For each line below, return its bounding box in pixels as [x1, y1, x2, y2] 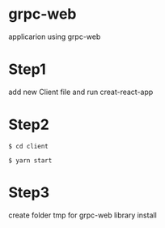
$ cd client [8, 142, 49, 150]
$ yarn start [8, 156, 53, 165]
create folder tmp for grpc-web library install [8, 210, 158, 220]
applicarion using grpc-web [8, 32, 101, 41]
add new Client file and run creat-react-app [8, 87, 154, 97]
